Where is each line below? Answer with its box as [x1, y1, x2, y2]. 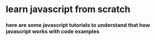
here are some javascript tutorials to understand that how [6, 22, 150, 29]
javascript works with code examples [6, 28, 100, 35]
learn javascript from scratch [6, 4, 131, 15]
